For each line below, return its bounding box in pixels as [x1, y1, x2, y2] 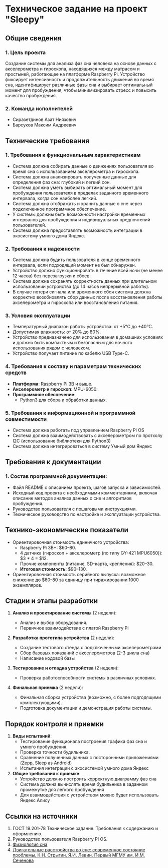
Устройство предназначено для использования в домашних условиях [12, 334, 163, 340]
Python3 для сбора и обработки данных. [20, 397, 107, 403]
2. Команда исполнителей [5, 105, 73, 112]
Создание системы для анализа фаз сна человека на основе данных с [5, 60, 157, 66]
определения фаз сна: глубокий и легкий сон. [12, 179, 111, 185]
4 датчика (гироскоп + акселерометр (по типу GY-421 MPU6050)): [20, 550, 163, 556]
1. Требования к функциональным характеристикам [5, 152, 141, 159]
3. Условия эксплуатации [5, 312, 71, 319]
